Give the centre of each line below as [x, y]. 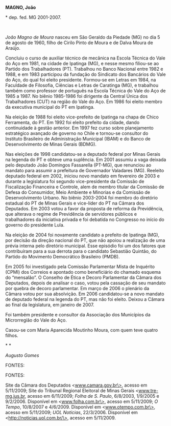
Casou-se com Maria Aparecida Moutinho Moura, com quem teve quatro [82, 330]
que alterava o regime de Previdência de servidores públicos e [71, 214]
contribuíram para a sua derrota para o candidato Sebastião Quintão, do [81, 251]
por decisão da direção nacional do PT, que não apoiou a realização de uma [85, 240]
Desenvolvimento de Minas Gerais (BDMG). [51, 144]
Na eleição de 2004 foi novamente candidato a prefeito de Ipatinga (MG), [82, 235]
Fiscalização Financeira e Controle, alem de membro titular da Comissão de [85, 187]
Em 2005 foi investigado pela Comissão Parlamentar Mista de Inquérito [80, 267]
